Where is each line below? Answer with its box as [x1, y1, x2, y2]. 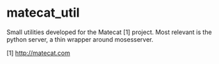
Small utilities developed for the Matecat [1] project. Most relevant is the [6, 28, 213, 36]
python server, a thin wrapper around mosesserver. [6, 35, 154, 43]
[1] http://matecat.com [6, 49, 70, 57]
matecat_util [6, 5, 80, 21]
